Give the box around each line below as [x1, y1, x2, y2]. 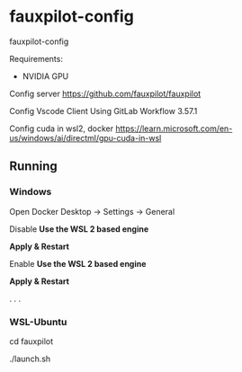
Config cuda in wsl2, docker [9, 123, 114, 134]
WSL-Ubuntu [9, 315, 67, 328]
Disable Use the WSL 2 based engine [9, 223, 149, 235]
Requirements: [9, 53, 63, 64]
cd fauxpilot [9, 335, 54, 347]
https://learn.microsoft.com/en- [115, 123, 233, 134]
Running [9, 159, 58, 174]
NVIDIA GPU [22, 70, 69, 82]
